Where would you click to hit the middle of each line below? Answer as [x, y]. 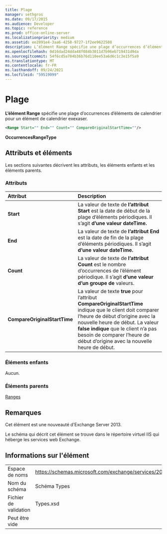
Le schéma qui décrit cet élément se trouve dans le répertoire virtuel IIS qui [82, 434]
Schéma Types [52, 486]
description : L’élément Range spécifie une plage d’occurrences [73, 47]
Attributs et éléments [39, 153]
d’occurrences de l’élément [110, 270]
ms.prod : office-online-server [38, 33]
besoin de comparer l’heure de [114, 335]
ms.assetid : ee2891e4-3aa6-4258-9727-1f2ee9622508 [59, 42]
